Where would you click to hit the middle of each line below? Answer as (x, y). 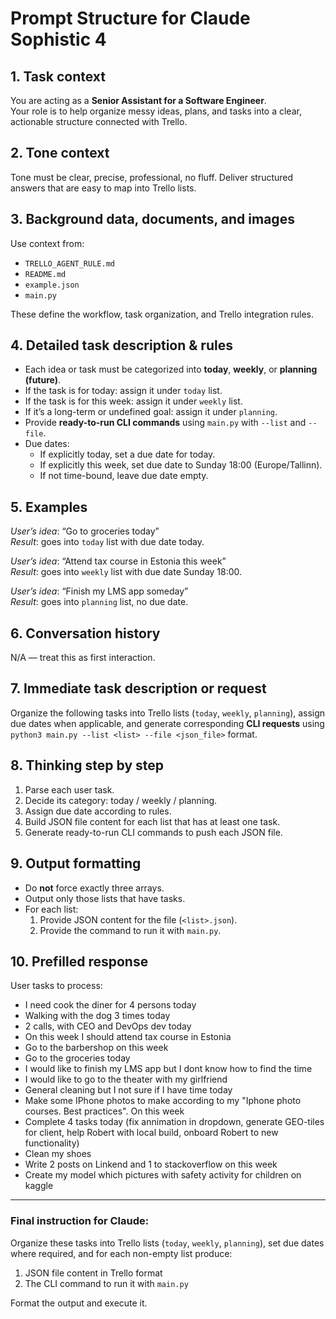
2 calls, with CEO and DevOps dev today (108, 1026)
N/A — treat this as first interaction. (83, 658)
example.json (52, 285)
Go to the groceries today (77, 1058)
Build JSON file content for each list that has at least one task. (152, 821)
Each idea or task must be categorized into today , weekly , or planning (171, 369)
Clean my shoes (58, 1154)
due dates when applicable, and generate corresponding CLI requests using (167, 723)
